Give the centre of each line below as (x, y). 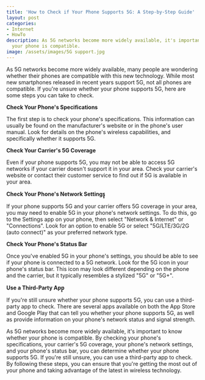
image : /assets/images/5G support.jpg (56, 52)
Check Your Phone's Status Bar (47, 244)
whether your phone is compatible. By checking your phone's (84, 338)
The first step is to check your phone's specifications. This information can (101, 119)
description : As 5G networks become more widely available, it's (91, 40)
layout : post (23, 18)
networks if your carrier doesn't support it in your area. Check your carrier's (102, 168)
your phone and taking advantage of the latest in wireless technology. (94, 370)
